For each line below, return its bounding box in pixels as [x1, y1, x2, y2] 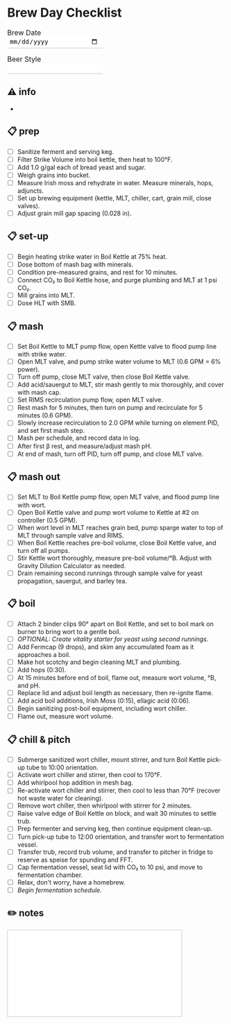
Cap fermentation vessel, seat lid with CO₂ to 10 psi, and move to [17, 862, 203, 871]
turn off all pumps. [17, 546, 71, 554]
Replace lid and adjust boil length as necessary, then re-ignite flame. [17, 689, 214, 697]
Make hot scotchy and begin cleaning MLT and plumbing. [17, 658, 182, 666]
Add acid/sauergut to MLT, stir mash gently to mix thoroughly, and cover [17, 380, 224, 389]
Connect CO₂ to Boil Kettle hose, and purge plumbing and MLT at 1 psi [17, 276, 217, 284]
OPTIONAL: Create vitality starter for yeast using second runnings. [17, 635, 209, 643]
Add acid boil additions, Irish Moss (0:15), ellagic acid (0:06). [17, 697, 191, 705]
